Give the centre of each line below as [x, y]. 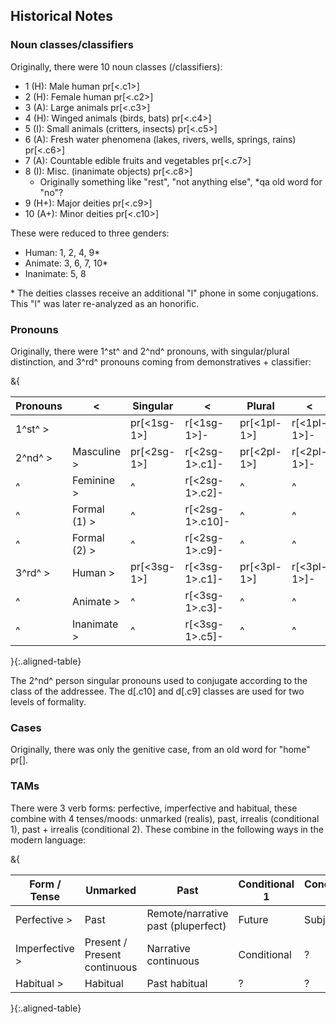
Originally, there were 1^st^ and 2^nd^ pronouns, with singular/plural [150, 351]
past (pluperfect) [186, 926]
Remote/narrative [187, 913]
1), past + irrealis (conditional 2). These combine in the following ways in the [167, 829]
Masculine [96, 451]
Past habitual [177, 983]
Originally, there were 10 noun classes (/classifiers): [116, 66]
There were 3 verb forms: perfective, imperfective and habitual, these [154, 808]
